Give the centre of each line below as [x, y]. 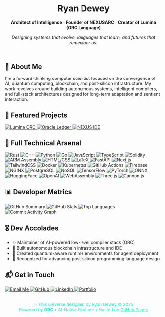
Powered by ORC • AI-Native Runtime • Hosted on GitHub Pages [83, 310]
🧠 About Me [24, 66]
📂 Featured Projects [36, 115]
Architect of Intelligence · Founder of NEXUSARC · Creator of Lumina [83, 22]
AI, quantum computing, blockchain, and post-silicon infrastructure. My [78, 84]
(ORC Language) [83, 27]
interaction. [17, 99]
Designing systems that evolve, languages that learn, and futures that [83, 37]
